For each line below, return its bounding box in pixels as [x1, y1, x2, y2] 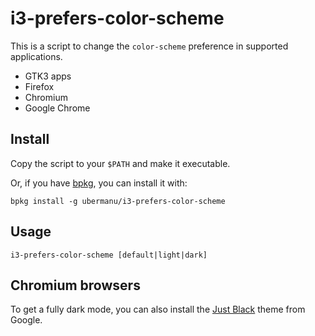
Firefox [24, 80, 55, 92]
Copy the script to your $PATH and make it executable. [10, 157, 231, 169]
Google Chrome [24, 102, 91, 114]
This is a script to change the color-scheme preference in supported [10, 40, 289, 52]
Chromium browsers [10, 277, 141, 294]
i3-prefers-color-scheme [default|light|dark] [10, 250, 208, 260]
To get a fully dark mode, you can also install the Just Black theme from [10, 303, 306, 316]
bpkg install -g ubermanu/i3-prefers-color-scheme [10, 196, 226, 206]
